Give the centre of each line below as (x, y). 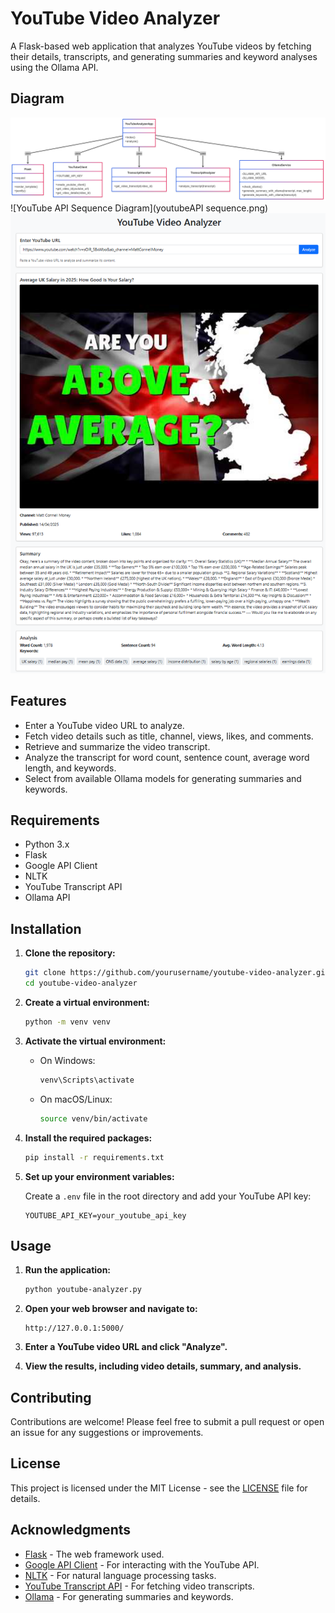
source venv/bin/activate (93, 1118)
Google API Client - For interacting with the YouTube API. (142, 1564)
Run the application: (68, 1270)
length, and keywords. (70, 768)
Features (38, 701)
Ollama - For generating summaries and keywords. (129, 1596)
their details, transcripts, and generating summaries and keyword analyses (164, 56)
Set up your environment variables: (99, 1176)
